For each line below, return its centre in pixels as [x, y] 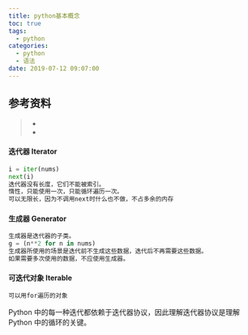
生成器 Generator [38, 218]
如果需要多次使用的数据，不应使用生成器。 [69, 259]
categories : [28, 46]
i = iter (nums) [34, 169]
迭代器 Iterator [33, 151]
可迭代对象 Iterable [41, 278]
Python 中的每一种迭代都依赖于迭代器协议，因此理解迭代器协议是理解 [124, 312]
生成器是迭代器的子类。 [42, 236]
